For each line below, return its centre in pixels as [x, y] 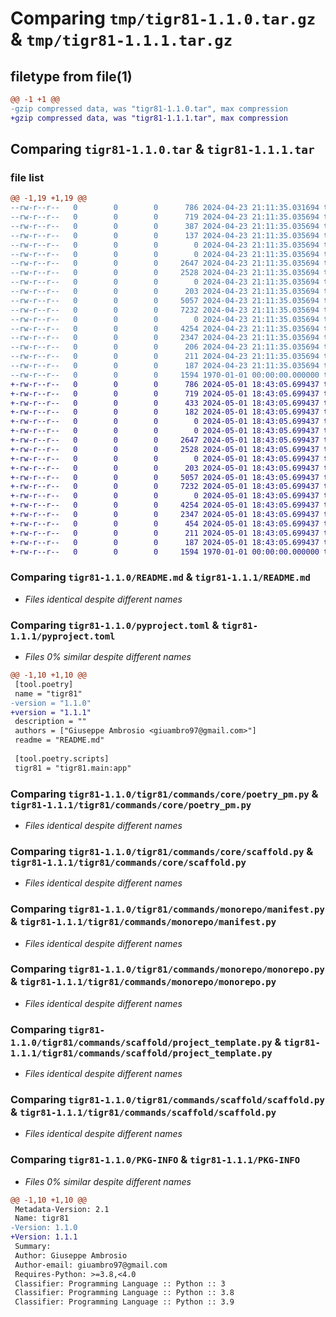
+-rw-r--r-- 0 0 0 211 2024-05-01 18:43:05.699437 [165, 533]
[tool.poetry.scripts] [62, 758]
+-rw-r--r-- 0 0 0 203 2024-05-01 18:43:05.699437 [165, 468]
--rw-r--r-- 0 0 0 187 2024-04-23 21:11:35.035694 [165, 366]
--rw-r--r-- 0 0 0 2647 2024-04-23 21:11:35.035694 [165, 263]
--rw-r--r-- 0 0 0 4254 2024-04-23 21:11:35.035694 [165, 328]
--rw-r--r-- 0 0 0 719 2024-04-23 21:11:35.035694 [165, 217]
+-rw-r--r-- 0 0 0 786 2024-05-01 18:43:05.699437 [165, 384]
